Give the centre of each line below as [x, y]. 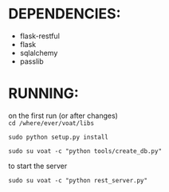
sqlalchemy [39, 53]
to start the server [38, 166]
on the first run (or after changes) [63, 116]
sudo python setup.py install [59, 137]
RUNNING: [44, 94]
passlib [31, 61]
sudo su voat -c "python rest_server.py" [78, 180]
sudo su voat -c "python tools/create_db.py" [85, 151]
